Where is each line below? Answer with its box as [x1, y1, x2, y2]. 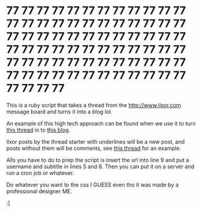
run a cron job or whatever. [6, 169, 74, 177]
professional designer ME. [6, 187, 72, 195]
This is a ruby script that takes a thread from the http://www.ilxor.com [6, 101, 181, 108]
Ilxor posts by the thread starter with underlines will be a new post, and [6, 138, 185, 145]
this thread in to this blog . [6, 126, 71, 133]
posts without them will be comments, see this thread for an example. [6, 144, 181, 152]
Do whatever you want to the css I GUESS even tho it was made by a [6, 181, 179, 188]
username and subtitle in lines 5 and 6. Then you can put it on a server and [6, 163, 195, 170]
